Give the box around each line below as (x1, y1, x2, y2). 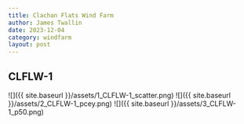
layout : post (8, 41, 51, 49)
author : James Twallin (8, 19, 82, 27)
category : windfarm (8, 33, 72, 42)
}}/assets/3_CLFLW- (170, 99, 237, 108)
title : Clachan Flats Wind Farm (8, 11, 114, 20)
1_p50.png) (8, 107, 45, 116)
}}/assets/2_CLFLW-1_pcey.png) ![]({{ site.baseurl (8, 99, 169, 108)
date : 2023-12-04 (8, 26, 65, 34)
